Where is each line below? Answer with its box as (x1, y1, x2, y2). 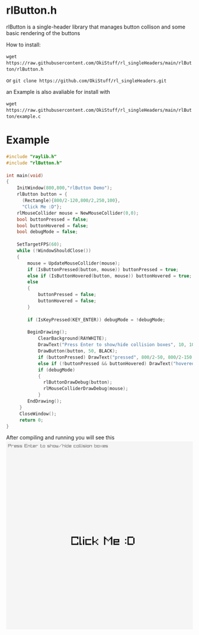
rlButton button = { (17, 191, 68, 197)
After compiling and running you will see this (6, 434, 115, 441)
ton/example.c (6, 114, 41, 120)
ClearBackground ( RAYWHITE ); (37, 335, 108, 342)
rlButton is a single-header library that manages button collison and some (6, 23, 185, 30)
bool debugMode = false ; (17, 229, 78, 235)
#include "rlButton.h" (6, 160, 62, 166)
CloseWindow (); (19, 411, 57, 417)
